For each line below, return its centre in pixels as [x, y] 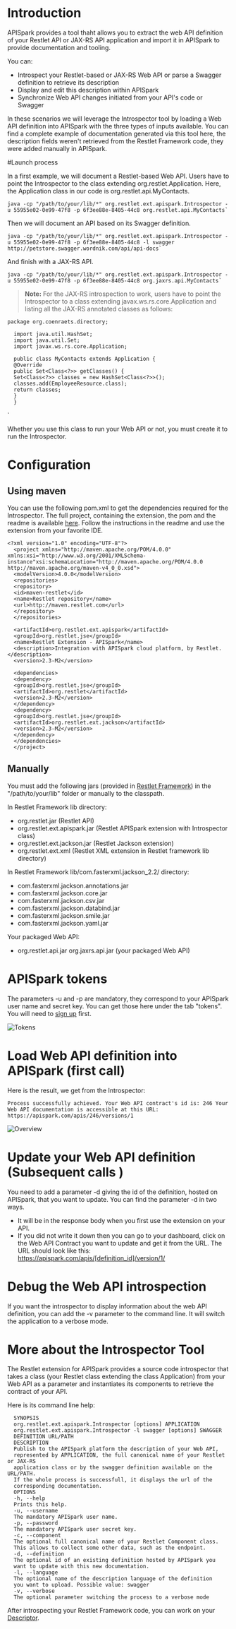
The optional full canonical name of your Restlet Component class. [116, 1542]
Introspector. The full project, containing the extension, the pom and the [112, 515]
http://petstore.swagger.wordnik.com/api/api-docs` [85, 249]
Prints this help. [41, 1505]
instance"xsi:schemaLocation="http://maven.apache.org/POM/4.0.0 [105, 562]
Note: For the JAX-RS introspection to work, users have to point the [123, 294]
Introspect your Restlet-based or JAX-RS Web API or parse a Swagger [119, 75]
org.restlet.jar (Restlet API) [56, 821]
